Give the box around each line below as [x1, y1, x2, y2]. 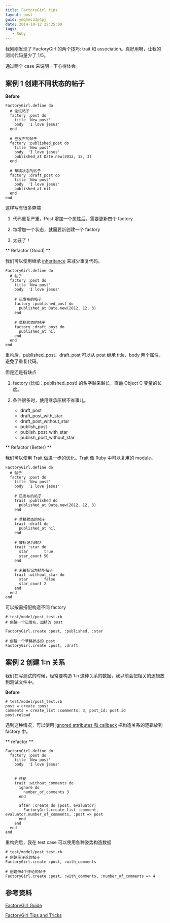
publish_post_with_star [20, 429, 68, 435]
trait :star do [14, 544, 47, 549]
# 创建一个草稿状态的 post [5, 638, 56, 644]
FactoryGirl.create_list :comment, [23, 807, 99, 812]
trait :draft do [14, 521, 49, 526]
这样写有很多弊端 [5, 204, 41, 210]
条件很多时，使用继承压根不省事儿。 [12, 397, 89, 403]
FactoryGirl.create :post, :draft [5, 643, 79, 648]
